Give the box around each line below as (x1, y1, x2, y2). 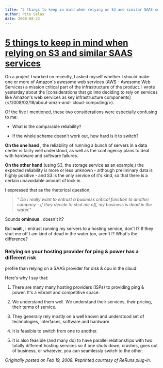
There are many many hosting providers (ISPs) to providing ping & (12, 284, 145, 290)
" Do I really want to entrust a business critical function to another (16, 196, 149, 202)
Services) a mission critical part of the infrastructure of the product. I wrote (5, 84, 155, 90)
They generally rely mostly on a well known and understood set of (12, 313, 145, 319)
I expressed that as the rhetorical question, (5, 187, 91, 193)
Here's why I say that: (5, 275, 49, 280)
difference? (5, 236, 28, 242)
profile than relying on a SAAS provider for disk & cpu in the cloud (5, 265, 137, 271)
